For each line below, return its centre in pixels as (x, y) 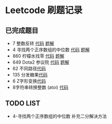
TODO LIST (23, 103)
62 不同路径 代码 (29, 69)
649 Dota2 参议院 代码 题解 (41, 62)
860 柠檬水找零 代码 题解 (38, 56)
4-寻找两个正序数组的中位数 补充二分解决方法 (60, 116)
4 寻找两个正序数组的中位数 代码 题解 (51, 50)
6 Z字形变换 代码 (29, 81)
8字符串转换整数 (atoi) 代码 (40, 87)
